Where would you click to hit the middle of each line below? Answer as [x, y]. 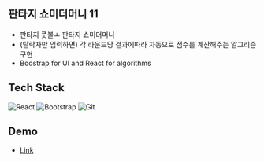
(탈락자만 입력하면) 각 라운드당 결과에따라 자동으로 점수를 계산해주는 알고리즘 [138, 44]
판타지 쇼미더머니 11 [53, 14]
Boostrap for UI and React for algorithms [85, 63]
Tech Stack [36, 88]
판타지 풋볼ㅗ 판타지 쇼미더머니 [67, 35]
